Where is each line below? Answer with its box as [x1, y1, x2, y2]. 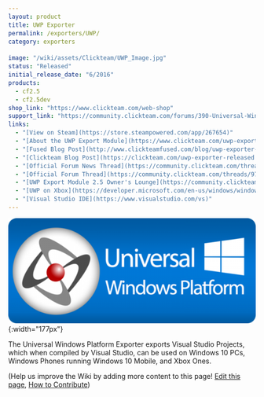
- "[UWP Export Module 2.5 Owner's [15, 178, 132, 186]
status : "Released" [8, 63, 72, 71]
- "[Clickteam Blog [15, 153, 79, 161]
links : [8, 120, 30, 129]
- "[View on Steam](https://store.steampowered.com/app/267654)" [15, 129, 234, 137]
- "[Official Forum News [15, 162, 97, 170]
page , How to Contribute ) [8, 380, 90, 389]
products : [8, 79, 41, 86]
